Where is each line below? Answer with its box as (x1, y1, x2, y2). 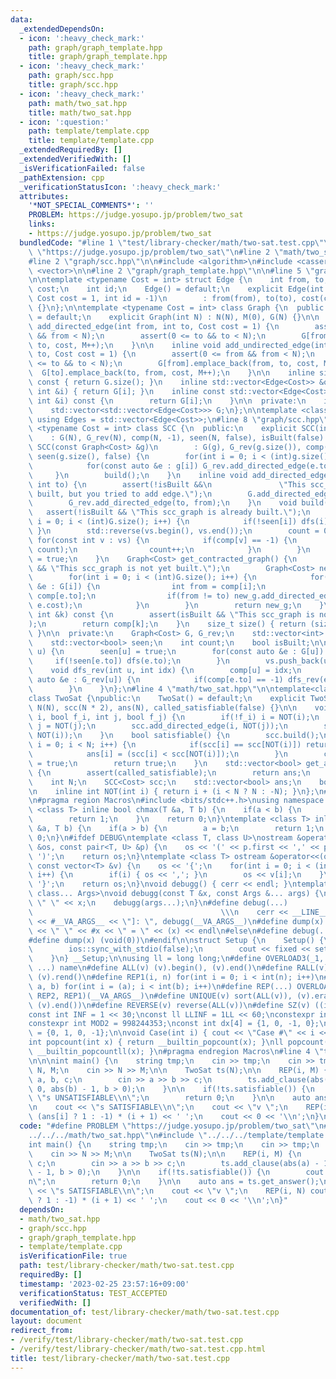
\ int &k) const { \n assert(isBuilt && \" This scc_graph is (28, 609, 315, 620)
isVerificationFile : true (19, 1251, 128, 1261)
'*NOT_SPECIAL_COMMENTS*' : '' (28, 201, 155, 211)
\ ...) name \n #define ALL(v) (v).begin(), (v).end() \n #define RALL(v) (28, 963, 329, 973)
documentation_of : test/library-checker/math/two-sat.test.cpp (10, 1307, 280, 1317)
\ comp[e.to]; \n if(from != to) (28, 591, 230, 601)
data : (10, 14, 33, 25)
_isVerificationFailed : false (19, 163, 145, 173)
